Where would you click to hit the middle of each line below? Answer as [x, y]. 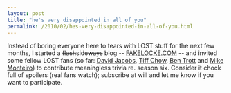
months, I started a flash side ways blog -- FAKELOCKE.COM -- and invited [112, 53]
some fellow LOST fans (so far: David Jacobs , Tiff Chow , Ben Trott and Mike [115, 61]
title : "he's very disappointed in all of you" [77, 20]
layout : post [26, 13]
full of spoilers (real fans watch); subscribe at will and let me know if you [111, 75]
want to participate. [35, 83]
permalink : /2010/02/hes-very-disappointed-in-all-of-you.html [100, 26]
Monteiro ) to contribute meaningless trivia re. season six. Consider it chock [114, 68]
